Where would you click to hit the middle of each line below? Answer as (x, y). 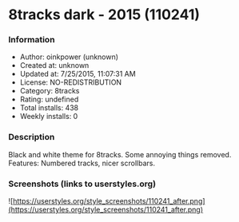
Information (32, 40)
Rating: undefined (49, 99)
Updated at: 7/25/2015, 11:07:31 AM (78, 74)
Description (32, 137)
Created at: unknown (54, 65)
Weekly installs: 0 (49, 117)
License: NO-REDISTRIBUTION (71, 82)
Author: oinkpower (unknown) (69, 57)
